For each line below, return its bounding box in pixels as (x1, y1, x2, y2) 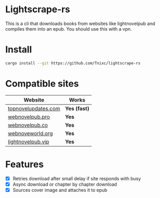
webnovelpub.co (8, 121, 48, 129)
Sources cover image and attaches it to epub (12, 187, 107, 193)
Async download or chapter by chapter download (12, 181, 118, 187)
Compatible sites (5, 78, 79, 89)
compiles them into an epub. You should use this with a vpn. (5, 26, 132, 32)
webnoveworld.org (8, 130, 53, 137)
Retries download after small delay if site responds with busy (12, 175, 141, 182)
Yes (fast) (65, 105, 89, 112)
